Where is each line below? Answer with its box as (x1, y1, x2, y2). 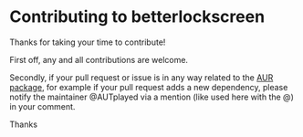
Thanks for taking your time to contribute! (9, 37, 166, 47)
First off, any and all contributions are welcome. (9, 54, 189, 65)
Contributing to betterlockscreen (9, 6, 266, 27)
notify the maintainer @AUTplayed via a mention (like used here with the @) (9, 91, 294, 102)
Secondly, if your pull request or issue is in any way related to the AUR (9, 71, 274, 83)
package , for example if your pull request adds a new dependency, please (9, 81, 288, 92)
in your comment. (9, 100, 76, 111)
